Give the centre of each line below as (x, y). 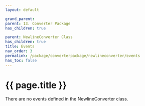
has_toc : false (21, 60)
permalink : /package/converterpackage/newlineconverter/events (73, 55)
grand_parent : (20, 19)
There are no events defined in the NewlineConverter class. (67, 99)
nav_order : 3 (19, 51)
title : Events (20, 46)
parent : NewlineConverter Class (39, 37)
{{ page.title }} (36, 85)
